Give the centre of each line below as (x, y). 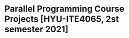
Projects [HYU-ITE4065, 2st (62, 19)
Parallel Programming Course (64, 9)
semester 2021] (36, 29)
